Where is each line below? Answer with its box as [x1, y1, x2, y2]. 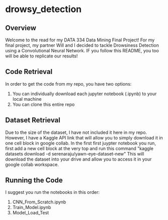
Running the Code [5, 176, 63, 185]
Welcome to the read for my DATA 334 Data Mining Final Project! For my [5, 37, 155, 43]
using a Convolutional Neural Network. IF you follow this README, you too [5, 48, 159, 53]
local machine [12, 96, 42, 102]
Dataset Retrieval [5, 116, 60, 124]
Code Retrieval [5, 67, 53, 76]
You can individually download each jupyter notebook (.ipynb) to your [12, 91, 157, 97]
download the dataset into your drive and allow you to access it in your [5, 156, 152, 162]
